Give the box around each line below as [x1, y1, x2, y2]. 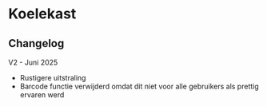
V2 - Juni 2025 [8, 57, 58, 67]
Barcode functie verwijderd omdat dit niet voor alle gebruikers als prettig [19, 81, 260, 91]
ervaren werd [19, 90, 65, 100]
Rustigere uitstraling [19, 73, 86, 82]
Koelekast [8, 5, 77, 23]
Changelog [8, 37, 65, 50]
